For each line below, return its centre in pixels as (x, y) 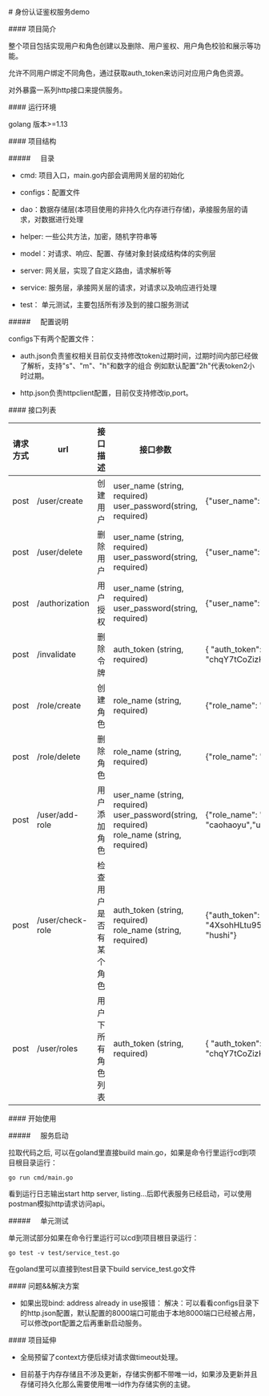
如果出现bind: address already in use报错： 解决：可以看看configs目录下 (139, 1303)
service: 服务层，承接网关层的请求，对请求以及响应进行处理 (118, 288)
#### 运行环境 (32, 107)
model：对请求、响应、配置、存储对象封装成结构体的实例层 (118, 254)
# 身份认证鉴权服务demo (49, 12)
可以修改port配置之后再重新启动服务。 (83, 1323)
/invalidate (56, 654)
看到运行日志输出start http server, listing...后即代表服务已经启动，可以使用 (130, 1193)
